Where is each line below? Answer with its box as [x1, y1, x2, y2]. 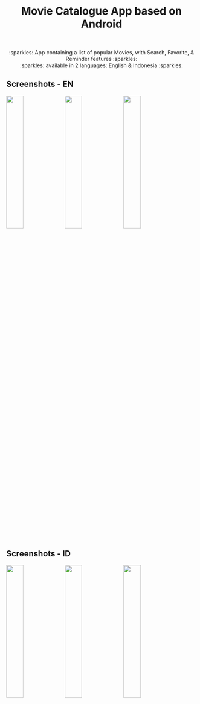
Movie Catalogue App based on [21, 4, 182, 18]
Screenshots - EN [6, 79, 74, 90]
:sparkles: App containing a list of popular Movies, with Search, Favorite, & [8, 48, 195, 56]
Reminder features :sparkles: [65, 55, 138, 62]
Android [80, 17, 123, 31]
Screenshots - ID [6, 549, 71, 559]
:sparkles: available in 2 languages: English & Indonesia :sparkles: [20, 62, 183, 69]
